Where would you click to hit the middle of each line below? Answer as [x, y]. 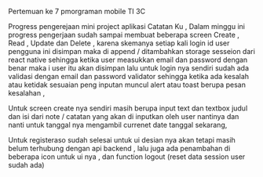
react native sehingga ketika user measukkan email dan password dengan [128, 60]
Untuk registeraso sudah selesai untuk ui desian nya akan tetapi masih [122, 140]
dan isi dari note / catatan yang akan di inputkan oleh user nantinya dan [124, 116]
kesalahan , [27, 93]
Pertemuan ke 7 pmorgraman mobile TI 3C [77, 11]
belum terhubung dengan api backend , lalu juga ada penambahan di [119, 148]
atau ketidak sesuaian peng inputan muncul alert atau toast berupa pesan [127, 85]
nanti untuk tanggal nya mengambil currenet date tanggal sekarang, [118, 125]
